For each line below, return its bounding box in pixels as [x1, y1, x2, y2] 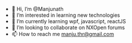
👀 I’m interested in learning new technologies [11, 12, 120, 19]
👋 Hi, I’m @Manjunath [11, 6, 64, 12]
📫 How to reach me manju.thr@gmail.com [11, 31, 114, 37]
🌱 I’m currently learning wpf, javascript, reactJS [11, 18, 126, 24]
